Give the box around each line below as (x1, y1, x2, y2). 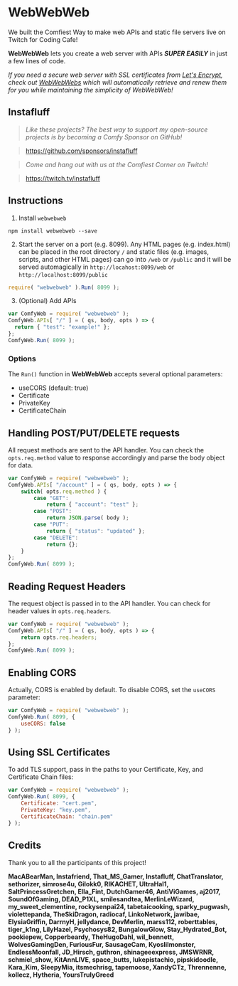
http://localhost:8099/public (18, 271, 109, 278)
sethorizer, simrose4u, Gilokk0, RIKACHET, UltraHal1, (8, 879, 169, 888)
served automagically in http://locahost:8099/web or (18, 263, 175, 271)
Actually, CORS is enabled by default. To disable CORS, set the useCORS (8, 686, 216, 694)
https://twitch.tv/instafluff (25, 174, 100, 182)
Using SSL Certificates (8, 746, 111, 758)
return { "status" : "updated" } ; (45, 527, 145, 534)
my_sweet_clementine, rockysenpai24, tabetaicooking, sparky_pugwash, (8, 902, 230, 911)
